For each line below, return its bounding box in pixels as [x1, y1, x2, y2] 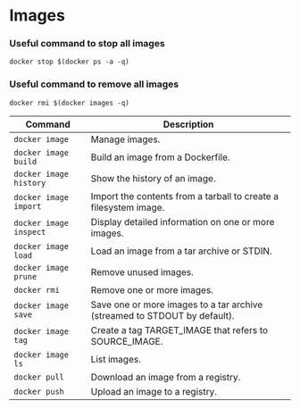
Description [162, 118, 214, 130]
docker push [13, 386, 65, 396]
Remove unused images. [90, 265, 195, 278]
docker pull [13, 371, 65, 382]
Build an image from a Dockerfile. [90, 151, 230, 163]
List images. [90, 353, 141, 365]
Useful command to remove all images [9, 78, 179, 90]
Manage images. [90, 133, 161, 146]
